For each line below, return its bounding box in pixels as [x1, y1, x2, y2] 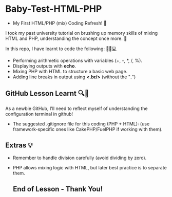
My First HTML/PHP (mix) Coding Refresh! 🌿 [12, 20, 107, 26]
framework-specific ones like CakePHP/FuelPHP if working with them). [12, 126, 163, 132]
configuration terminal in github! [5, 111, 73, 117]
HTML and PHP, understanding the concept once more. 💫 [5, 35, 127, 41]
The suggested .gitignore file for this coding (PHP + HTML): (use [12, 121, 150, 127]
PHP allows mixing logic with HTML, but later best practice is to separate [12, 164, 167, 170]
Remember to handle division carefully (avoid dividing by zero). [12, 155, 147, 161]
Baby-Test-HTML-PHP [5, 3, 102, 15]
